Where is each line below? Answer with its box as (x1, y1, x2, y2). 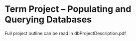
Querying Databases (4, 14, 92, 25)
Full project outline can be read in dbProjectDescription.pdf (4, 30, 127, 36)
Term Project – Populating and (4, 3, 132, 15)
